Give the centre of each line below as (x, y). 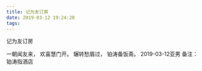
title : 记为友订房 (27, 12)
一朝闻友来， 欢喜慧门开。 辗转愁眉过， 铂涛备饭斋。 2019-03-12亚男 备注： (102, 54)
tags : (13, 23)
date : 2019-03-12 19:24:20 (41, 18)
